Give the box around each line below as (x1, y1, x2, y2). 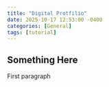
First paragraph (7, 72, 51, 80)
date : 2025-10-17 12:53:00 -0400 (7, 16, 103, 23)
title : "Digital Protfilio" (7, 10, 88, 17)
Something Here (7, 54, 78, 65)
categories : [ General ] (7, 22, 72, 29)
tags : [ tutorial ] (7, 29, 57, 36)
